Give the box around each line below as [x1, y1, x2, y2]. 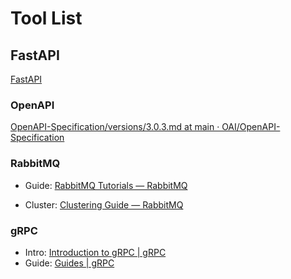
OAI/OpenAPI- [221, 121, 281, 133]
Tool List [10, 7, 83, 30]
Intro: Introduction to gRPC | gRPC [24, 246, 167, 258]
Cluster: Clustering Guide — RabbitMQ [24, 198, 184, 211]
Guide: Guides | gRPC [24, 257, 115, 269]
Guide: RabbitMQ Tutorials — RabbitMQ [24, 179, 188, 191]
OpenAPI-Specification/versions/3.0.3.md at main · [10, 121, 220, 133]
